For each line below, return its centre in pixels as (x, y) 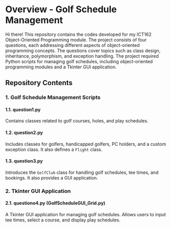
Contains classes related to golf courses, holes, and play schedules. (77, 121)
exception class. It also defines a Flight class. (54, 149)
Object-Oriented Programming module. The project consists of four (76, 40)
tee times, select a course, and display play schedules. (63, 220)
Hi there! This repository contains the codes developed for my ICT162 (79, 34)
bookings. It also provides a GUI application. (52, 178)
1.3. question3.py (24, 161)
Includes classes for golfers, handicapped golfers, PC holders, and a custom (86, 144)
